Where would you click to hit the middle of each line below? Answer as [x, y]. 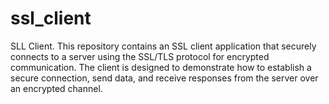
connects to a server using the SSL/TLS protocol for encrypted [140, 56]
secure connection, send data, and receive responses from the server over [164, 78]
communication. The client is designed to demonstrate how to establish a [161, 67]
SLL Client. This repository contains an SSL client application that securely [163, 46]
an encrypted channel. [56, 88]
